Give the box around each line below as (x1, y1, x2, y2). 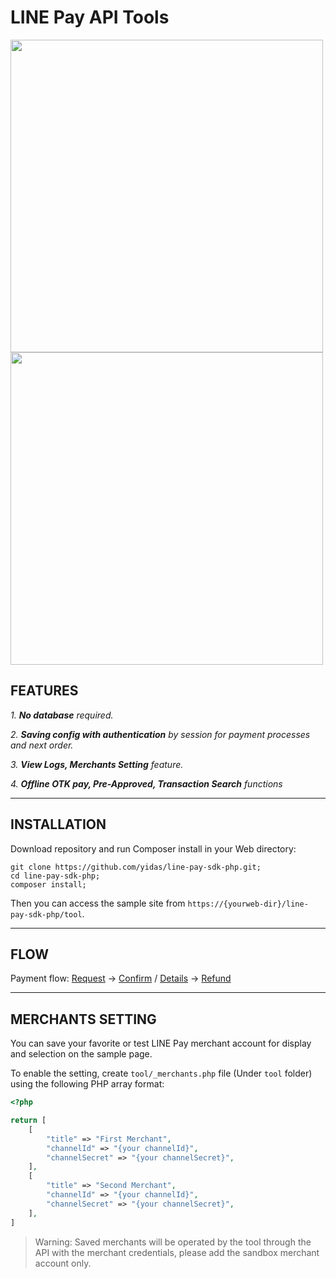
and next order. (10, 739, 74, 751)
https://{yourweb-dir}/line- (187, 899, 309, 909)
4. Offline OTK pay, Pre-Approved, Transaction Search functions (10, 777, 283, 790)
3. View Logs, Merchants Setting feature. (10, 758, 184, 770)
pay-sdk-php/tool (10, 909, 83, 920)
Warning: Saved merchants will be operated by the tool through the (34, 1236, 312, 1248)
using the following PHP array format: (10, 1078, 165, 1090)
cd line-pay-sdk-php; (10, 871, 101, 881)
